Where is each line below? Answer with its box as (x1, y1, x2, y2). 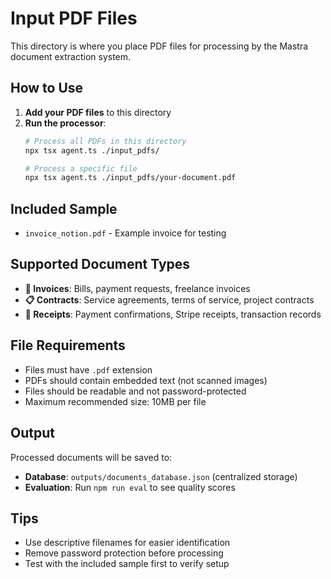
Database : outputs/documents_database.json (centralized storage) (24, 470, 298, 482)
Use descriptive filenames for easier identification (24, 537, 231, 549)
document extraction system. (10, 50, 132, 62)
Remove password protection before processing (24, 547, 224, 559)
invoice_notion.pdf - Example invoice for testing (24, 227, 227, 239)
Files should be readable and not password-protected (24, 385, 247, 397)
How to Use (10, 80, 84, 97)
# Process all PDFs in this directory (24, 136, 187, 146)
